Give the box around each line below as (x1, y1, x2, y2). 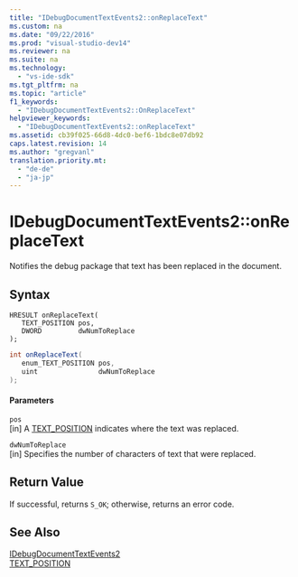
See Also (9, 525, 61, 540)
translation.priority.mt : (9, 155, 107, 165)
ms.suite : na (9, 55, 59, 64)
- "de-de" (17, 164, 54, 173)
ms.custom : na (9, 22, 63, 31)
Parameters (9, 395, 54, 406)
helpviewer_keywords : (9, 114, 91, 123)
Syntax (9, 286, 51, 302)
